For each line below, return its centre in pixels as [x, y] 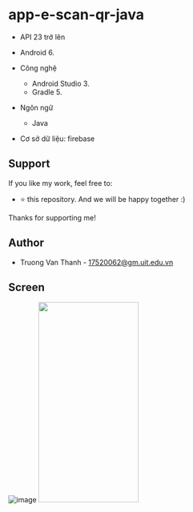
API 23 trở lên [42, 37]
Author [26, 243]
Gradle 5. [47, 92]
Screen [27, 287]
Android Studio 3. [60, 83]
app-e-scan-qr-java [76, 15]
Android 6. [37, 52]
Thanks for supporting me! [52, 217]
